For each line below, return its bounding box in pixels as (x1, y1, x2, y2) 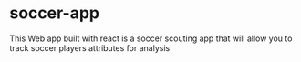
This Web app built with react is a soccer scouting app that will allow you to (9, 33, 293, 44)
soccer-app (9, 3, 100, 24)
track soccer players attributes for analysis (9, 42, 171, 53)
